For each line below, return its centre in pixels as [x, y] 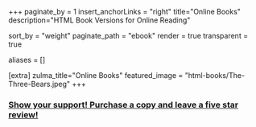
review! [23, 114]
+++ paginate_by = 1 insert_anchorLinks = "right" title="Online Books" [125, 12]
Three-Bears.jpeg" [39, 84]
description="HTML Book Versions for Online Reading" [99, 20]
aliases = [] [27, 60]
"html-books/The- [215, 75]
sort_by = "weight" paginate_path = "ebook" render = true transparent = [128, 36]
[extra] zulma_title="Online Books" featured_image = [96, 75]
